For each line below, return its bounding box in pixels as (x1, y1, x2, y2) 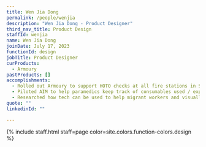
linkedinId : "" (6, 105, 45, 112)
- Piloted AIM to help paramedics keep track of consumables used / (12, 89, 191, 95)
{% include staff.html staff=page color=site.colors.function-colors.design (6, 128, 192, 135)
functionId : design (6, 49, 56, 55)
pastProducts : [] (6, 72, 51, 78)
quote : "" (6, 100, 32, 106)
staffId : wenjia (6, 32, 48, 38)
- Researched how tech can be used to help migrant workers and (12, 94, 180, 100)
